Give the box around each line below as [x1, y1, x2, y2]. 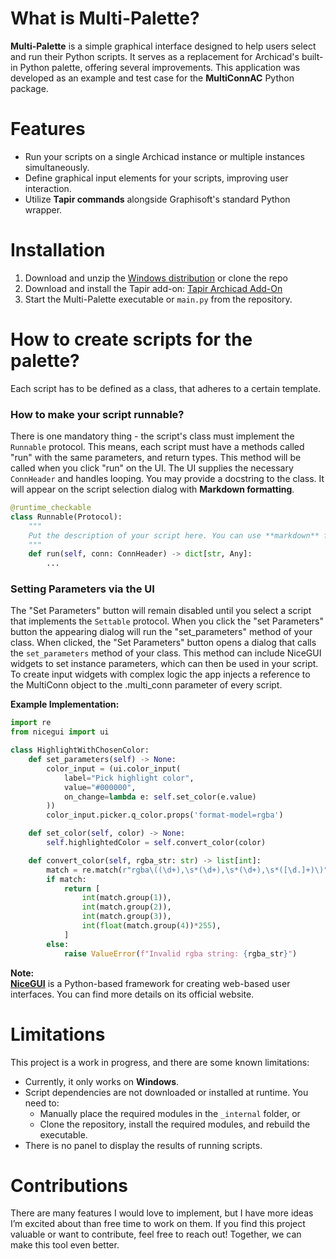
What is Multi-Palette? [10, 7, 200, 30]
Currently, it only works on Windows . [24, 1075, 180, 1087]
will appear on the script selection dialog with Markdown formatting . [10, 483, 295, 496]
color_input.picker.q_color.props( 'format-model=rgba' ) [46, 810, 284, 821]
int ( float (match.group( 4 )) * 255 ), [81, 921, 222, 931]
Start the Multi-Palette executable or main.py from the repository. [24, 293, 293, 305]
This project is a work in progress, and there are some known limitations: [10, 1056, 310, 1068]
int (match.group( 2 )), [81, 902, 172, 912]
